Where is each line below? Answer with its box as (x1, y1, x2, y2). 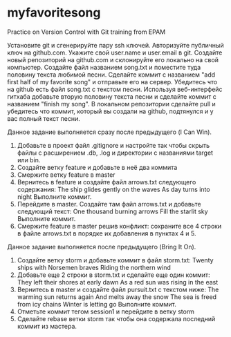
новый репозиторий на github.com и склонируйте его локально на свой (7, 55, 219, 64)
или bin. (17, 155, 41, 164)
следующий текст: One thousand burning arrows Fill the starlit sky (17, 207, 209, 215)
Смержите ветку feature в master (17, 171, 115, 179)
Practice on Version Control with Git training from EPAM (7, 28, 166, 36)
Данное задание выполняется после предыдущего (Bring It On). (7, 242, 196, 251)
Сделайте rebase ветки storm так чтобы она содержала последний (17, 314, 216, 322)
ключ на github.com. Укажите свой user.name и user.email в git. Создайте (7, 48, 223, 57)
